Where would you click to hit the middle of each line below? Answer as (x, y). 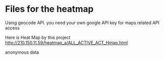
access (12, 28)
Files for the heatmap (49, 9)
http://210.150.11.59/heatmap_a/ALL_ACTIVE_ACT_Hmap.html (67, 42)
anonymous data (22, 52)
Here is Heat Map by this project (38, 37)
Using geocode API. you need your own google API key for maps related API (82, 23)
